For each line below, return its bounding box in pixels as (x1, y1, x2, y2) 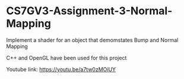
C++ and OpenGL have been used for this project (6, 54, 127, 61)
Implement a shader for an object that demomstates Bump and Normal (6, 36, 179, 43)
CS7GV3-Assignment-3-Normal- (6, 4, 173, 18)
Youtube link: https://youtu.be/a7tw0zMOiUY (6, 65, 116, 72)
